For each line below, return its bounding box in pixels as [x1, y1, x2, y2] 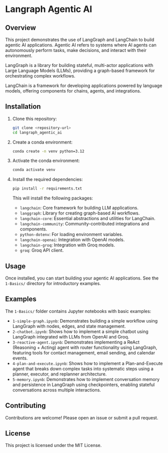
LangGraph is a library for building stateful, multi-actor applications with [5, 62, 153, 68]
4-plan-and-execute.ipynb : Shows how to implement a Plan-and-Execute [12, 360, 163, 366]
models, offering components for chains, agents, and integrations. [5, 88, 141, 93]
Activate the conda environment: [12, 157, 80, 163]
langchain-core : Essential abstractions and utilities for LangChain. [19, 215, 156, 221]
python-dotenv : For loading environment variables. [19, 231, 123, 237]
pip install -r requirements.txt [12, 186, 82, 191]
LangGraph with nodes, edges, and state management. [12, 323, 126, 329]
